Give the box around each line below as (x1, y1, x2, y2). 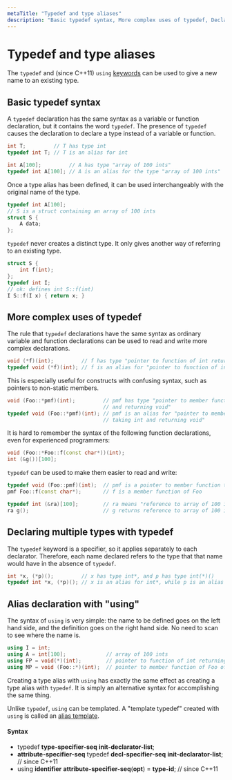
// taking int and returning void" (102, 416, 206, 423)
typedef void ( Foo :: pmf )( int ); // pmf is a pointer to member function (7, 482, 221, 489)
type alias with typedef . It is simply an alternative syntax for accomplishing (7, 683, 220, 692)
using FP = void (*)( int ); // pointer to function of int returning (7, 657, 227, 664)
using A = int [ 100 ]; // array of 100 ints (7, 650, 168, 658)
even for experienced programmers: (7, 436, 110, 445)
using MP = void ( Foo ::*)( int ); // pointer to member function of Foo (7, 663, 217, 670)
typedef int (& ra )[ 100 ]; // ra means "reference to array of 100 (7, 500, 221, 507)
